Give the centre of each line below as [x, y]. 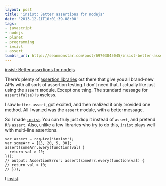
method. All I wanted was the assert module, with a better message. [75, 110]
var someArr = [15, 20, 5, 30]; [38, 143]
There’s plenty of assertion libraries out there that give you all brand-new [80, 79]
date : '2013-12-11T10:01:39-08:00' [42, 19]
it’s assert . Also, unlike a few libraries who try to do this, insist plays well [80, 125]
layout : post [19, 10]
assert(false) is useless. [31, 95]
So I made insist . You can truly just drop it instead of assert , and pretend [80, 120]
